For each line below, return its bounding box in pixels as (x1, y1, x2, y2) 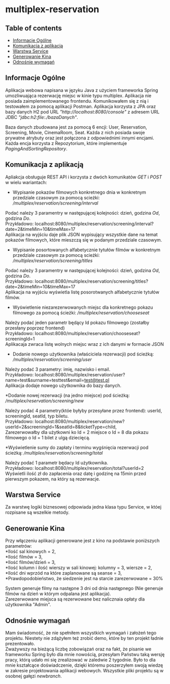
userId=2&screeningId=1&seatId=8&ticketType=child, (5, 424, 117, 430)
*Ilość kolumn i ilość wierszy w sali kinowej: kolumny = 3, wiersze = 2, (5, 564, 152, 571)
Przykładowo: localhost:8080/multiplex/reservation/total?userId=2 (5, 465, 144, 471)
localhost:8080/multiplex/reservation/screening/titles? (35, 278, 149, 284)
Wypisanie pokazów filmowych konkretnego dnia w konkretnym (12, 189, 146, 195)
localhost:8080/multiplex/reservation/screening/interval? (35, 220, 154, 227)
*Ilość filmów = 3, (5, 554, 43, 560)
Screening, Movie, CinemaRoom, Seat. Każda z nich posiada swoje (5, 129, 145, 135)
